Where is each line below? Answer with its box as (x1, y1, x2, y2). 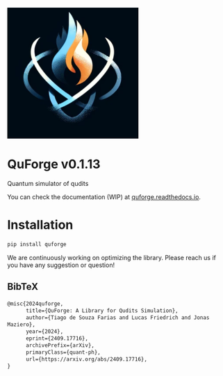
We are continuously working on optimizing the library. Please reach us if (7, 253, 217, 262)
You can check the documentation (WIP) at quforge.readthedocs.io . (7, 192, 201, 201)
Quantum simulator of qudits (7, 179, 89, 187)
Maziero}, (7, 321, 36, 328)
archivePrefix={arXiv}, (25, 341, 95, 349)
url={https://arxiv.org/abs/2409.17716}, (25, 355, 148, 363)
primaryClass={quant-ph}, (25, 348, 101, 356)
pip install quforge (7, 241, 67, 248)
